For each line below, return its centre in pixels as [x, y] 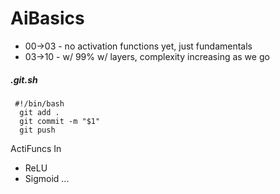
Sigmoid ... [47, 178]
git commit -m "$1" [60, 121]
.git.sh [24, 79]
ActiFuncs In [36, 148]
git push [37, 130]
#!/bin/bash [39, 103]
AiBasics [47, 18]
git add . [39, 112]
